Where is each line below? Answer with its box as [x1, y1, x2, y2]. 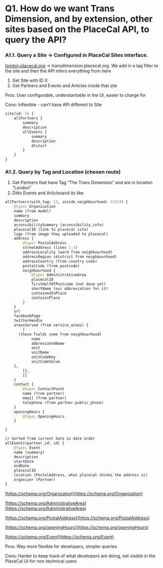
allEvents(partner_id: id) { [5, 441, 65, 446]
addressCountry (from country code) [23, 258, 97, 264]
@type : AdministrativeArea [31, 273, 87, 278]
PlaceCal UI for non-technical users [5, 558, 77, 564]
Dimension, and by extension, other [5, 13, 153, 25]
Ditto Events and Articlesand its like [12, 190, 84, 196]
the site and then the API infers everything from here [5, 68, 111, 74]
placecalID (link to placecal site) [14, 227, 89, 232]
